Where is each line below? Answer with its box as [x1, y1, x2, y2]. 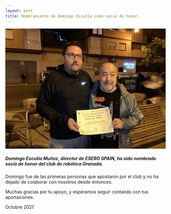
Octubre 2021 [5, 204, 34, 210]
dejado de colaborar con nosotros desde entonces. [5, 179, 113, 185]
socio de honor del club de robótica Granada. [5, 161, 103, 167]
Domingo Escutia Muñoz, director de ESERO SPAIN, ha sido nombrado [5, 156, 157, 162]
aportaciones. [5, 194, 35, 200]
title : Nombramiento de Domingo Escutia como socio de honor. [5, 13, 140, 19]
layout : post [5, 8, 33, 13]
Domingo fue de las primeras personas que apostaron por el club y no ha [5, 173, 159, 180]
